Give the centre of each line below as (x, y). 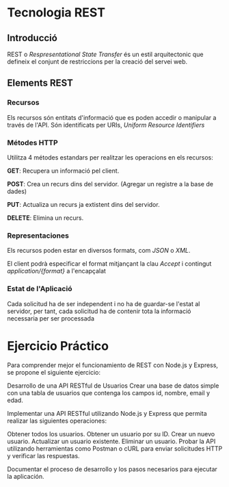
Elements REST (40, 83)
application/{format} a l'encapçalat (56, 271)
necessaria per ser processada (51, 318)
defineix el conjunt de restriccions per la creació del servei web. (97, 62)
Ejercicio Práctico (58, 346)
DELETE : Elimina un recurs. (45, 218)
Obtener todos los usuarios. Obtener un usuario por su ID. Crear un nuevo (111, 434)
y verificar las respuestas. (43, 455)
